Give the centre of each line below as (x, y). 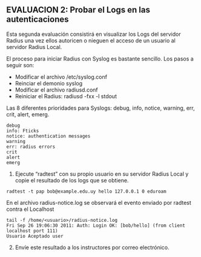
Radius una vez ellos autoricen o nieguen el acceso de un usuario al (91, 40)
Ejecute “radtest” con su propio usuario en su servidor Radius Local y (102, 174)
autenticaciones (38, 20)
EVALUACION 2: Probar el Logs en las (78, 10)
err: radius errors (31, 147)
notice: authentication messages (48, 136)
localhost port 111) (32, 231)
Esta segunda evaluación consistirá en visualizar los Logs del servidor (94, 34)
